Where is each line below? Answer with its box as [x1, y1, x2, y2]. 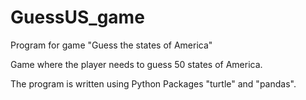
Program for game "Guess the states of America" [10, 39, 213, 51]
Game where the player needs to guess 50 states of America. [10, 58, 263, 70]
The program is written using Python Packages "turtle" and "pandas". [10, 77, 297, 90]
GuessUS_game [10, 6, 145, 29]
